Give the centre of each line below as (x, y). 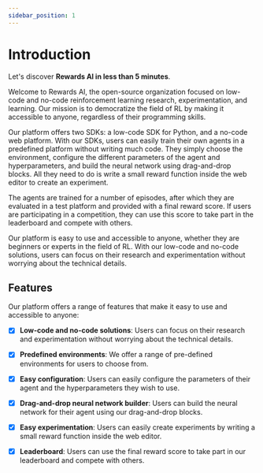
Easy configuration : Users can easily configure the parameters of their (135, 378)
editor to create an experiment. (58, 182)
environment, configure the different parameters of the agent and (114, 157)
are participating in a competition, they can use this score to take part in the (131, 214)
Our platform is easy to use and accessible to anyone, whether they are (124, 238)
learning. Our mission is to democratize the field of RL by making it (116, 108)
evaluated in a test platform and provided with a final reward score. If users (130, 206)
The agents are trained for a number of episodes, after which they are (121, 197)
